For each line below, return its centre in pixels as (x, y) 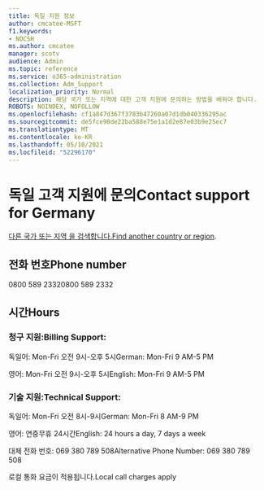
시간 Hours (34, 312)
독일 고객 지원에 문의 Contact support (129, 195)
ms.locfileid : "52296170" (52, 152)
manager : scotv (34, 54)
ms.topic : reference (43, 69)
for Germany (52, 213)
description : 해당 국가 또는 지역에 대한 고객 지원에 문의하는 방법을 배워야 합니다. (133, 99)
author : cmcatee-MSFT (45, 24)
